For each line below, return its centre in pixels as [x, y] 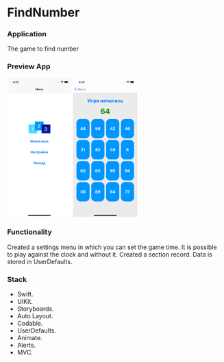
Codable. [30, 324]
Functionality [30, 232]
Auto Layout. [35, 316]
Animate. [29, 338]
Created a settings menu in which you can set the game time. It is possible [112, 247]
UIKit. [25, 302]
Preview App [29, 66]
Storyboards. [36, 309]
